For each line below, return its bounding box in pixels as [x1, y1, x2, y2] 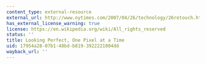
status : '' [6, 32, 34, 38]
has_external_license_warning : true [6, 20, 100, 26]
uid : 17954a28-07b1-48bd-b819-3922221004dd [6, 43, 120, 49]
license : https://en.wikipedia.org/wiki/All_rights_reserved [6, 26, 166, 32]
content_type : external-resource [6, 9, 92, 15]
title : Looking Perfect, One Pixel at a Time [6, 37, 124, 43]
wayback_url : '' [6, 49, 48, 55]
